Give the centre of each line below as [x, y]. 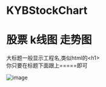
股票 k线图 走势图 [49, 40]
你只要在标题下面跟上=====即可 [47, 66]
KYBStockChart [47, 11]
